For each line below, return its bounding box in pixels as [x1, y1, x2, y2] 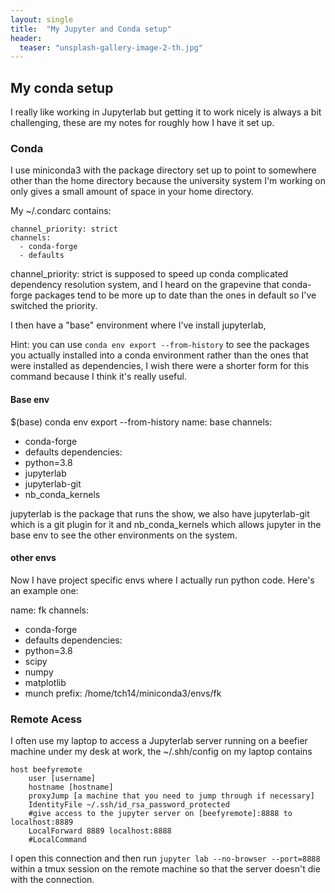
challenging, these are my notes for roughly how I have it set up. [10, 117, 275, 129]
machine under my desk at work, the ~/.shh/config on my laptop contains [10, 746, 313, 758]
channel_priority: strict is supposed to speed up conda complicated [10, 268, 289, 280]
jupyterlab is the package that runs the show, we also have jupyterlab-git [10, 507, 310, 520]
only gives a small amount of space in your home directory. [10, 186, 255, 198]
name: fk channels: [10, 604, 89, 616]
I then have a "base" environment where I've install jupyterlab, [10, 319, 267, 331]
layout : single [10, 14, 74, 25]
